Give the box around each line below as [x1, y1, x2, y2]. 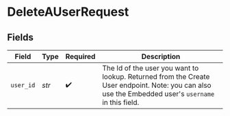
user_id [10, 82, 36, 89]
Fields [7, 32, 34, 43]
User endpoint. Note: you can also [102, 80, 212, 90]
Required [65, 52, 96, 61]
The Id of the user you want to [102, 63, 199, 73]
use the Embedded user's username [102, 89, 215, 98]
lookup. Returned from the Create [102, 72, 210, 81]
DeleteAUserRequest [7, 4, 129, 20]
